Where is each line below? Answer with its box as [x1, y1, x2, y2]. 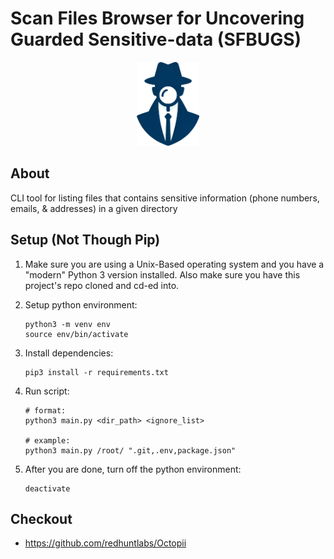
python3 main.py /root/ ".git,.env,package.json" [24, 445, 237, 456]
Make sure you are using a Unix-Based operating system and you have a [24, 258, 325, 270]
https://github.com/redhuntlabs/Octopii [24, 537, 187, 549]
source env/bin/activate [24, 329, 129, 339]
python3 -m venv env [24, 319, 111, 329]
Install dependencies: [24, 347, 114, 359]
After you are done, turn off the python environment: [24, 463, 242, 475]
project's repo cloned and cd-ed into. [24, 279, 180, 291]
